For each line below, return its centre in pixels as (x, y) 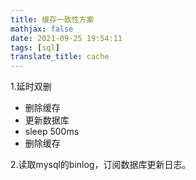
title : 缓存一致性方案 (52, 19)
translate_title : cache (60, 57)
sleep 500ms (52, 132)
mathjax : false (42, 29)
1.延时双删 (31, 87)
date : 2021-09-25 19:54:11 (66, 38)
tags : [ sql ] (35, 47)
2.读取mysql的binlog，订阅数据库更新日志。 (101, 165)
